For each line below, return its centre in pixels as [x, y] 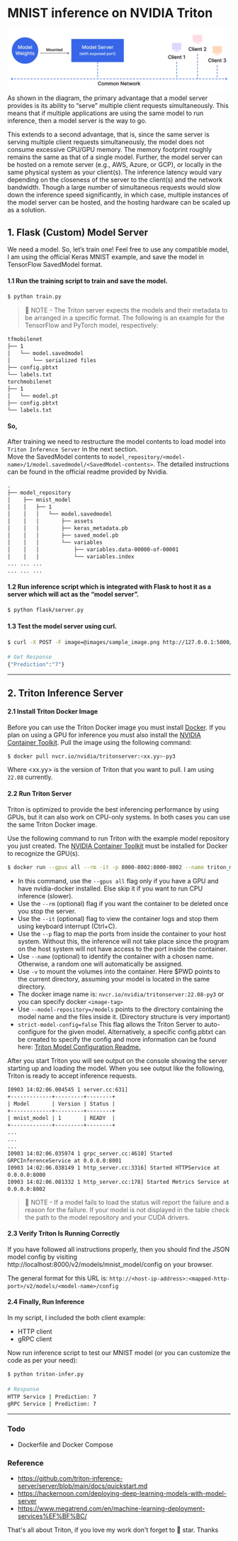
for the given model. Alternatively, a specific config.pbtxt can [137, 1032]
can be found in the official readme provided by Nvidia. [88, 472]
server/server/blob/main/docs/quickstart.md [83, 1486]
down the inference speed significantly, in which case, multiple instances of [118, 195]
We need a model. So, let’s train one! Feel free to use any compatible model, [118, 249]
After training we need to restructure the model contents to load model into [117, 442]
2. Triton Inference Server [66, 693]
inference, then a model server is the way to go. [77, 121]
